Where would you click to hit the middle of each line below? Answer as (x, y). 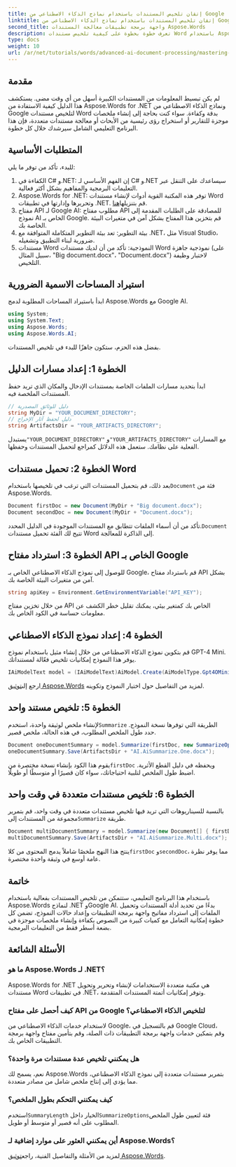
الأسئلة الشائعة (36, 949)
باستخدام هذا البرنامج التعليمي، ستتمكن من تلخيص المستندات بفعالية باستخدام (109, 898)
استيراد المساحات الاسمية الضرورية (76, 284)
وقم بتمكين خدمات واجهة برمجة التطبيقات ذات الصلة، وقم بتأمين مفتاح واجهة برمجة (116, 1033)
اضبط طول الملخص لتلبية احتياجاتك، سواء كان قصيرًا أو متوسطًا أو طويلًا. (102, 772)
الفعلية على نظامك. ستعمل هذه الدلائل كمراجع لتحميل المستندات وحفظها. (104, 446)
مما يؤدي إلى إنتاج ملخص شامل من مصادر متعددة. (73, 1081)
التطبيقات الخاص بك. (35, 1040)
